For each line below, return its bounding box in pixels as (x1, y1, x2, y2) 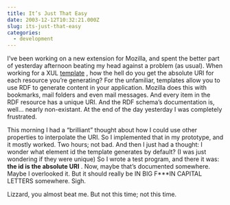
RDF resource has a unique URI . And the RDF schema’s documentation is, (7, 98, 215, 106)
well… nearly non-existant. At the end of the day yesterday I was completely (7, 106, 222, 114)
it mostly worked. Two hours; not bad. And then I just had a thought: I (7, 141, 203, 149)
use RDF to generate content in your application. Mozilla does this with (7, 84, 207, 92)
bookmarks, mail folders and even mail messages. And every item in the (7, 91, 211, 99)
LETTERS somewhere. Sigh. (7, 177, 87, 185)
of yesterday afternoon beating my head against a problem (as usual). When (7, 62, 223, 70)
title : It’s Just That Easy (7, 10, 88, 17)
